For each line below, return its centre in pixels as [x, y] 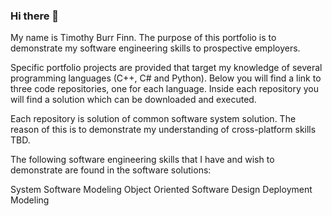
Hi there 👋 [35, 16]
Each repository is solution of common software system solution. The [153, 119]
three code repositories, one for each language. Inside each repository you [165, 89]
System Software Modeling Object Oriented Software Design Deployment [161, 190]
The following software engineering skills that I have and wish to [142, 160]
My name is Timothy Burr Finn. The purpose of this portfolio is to [143, 38]
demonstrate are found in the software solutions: [111, 170]
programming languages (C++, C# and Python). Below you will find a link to [166, 78]
